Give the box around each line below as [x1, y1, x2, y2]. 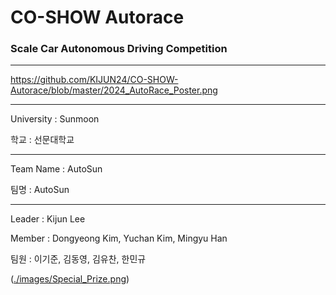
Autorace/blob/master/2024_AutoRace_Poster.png [10, 84, 218, 96]
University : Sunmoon [10, 113, 100, 125]
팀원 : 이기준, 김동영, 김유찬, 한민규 [10, 253, 147, 265]
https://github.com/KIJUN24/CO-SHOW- [10, 74, 179, 86]
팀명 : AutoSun [10, 184, 70, 196]
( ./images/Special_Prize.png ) [10, 273, 130, 285]
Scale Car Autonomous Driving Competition [10, 42, 228, 56]
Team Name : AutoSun [10, 163, 103, 175]
